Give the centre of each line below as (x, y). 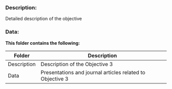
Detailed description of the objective (44, 19)
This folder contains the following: (43, 43)
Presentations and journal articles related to (93, 72)
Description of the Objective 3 (77, 64)
